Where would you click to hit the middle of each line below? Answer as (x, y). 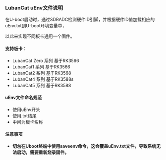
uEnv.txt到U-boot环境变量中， (36, 26)
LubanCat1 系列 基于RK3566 (41, 67)
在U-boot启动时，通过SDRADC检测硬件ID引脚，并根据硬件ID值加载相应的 (80, 20)
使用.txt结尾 (24, 115)
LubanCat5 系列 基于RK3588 (42, 85)
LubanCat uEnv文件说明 (34, 7)
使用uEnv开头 (26, 109)
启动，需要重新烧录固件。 (43, 152)
